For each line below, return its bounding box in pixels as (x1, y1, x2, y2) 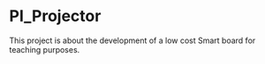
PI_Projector (9, 6, 102, 26)
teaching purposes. (9, 44, 80, 54)
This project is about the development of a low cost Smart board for (9, 35, 256, 46)
